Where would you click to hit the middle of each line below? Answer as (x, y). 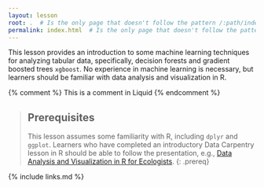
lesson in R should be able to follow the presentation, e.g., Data (130, 153)
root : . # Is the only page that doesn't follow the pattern (112, 23)
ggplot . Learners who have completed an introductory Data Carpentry (141, 145)
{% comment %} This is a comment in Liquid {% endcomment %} (114, 93)
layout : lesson (33, 15)
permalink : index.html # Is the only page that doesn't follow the (123, 30)
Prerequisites (61, 118)
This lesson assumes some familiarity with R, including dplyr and (132, 136)
